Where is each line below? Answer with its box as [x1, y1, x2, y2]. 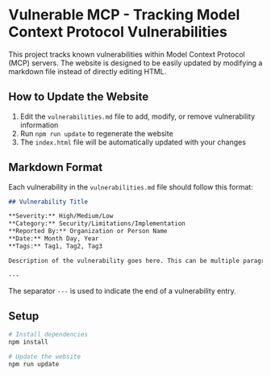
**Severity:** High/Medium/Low [8, 212, 114, 220]
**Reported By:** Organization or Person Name [8, 228, 168, 236]
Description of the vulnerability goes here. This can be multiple [8, 257, 240, 265]
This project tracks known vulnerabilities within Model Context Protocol [8, 49, 245, 59]
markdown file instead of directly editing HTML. [8, 66, 167, 76]
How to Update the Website [8, 90, 149, 104]
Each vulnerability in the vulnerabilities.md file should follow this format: [8, 182, 254, 191]
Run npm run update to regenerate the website [19, 128, 173, 138]
